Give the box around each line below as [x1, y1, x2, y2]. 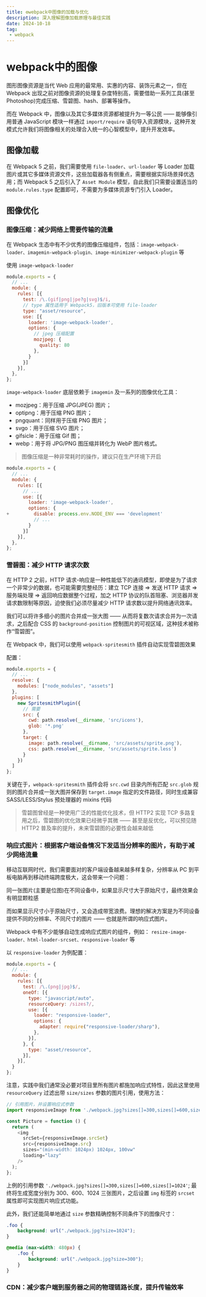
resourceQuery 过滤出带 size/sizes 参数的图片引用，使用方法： [6, 1089, 166, 1097]
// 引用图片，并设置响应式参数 [6, 1102, 75, 1108]
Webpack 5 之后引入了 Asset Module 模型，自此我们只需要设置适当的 [23, 178, 197, 185]
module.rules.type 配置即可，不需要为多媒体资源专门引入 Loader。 [6, 186, 176, 193]
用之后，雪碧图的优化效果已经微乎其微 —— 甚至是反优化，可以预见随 [21, 817, 197, 824]
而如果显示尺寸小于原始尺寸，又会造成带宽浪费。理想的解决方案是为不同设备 [6, 907, 200, 915]
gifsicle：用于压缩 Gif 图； [15, 432, 82, 440]
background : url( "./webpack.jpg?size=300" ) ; [28, 1256, 144, 1262]
